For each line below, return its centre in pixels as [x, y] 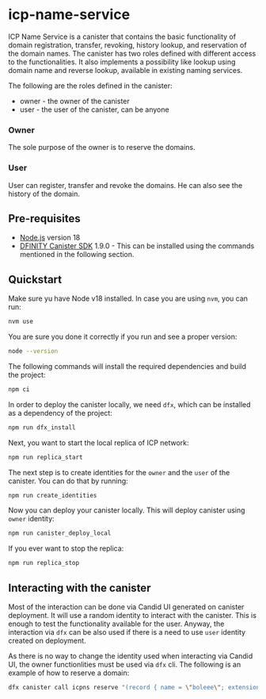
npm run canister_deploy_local [60, 533]
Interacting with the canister [80, 588]
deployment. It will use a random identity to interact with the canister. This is [133, 615]
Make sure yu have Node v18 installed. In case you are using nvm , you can [128, 298]
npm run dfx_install [42, 427]
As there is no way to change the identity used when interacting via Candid [131, 655]
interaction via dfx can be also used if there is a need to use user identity [127, 632]
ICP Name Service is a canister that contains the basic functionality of [122, 36]
